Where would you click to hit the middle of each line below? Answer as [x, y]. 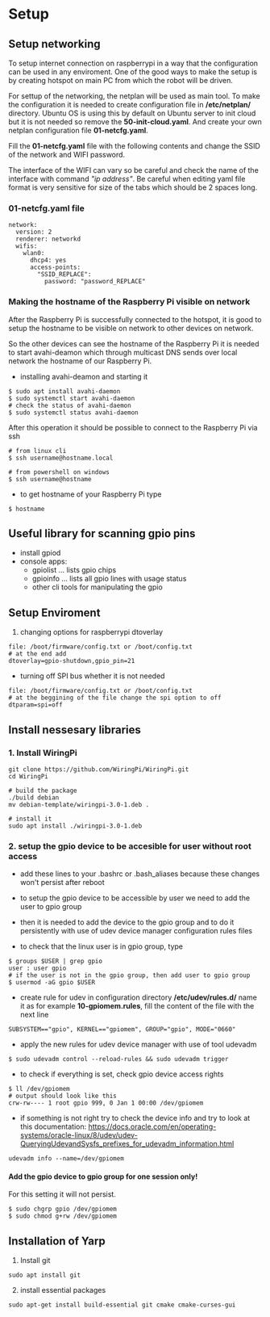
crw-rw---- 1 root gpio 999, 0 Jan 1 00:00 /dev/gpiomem [106, 1103]
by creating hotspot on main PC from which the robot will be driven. [121, 80]
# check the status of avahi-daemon [70, 405]
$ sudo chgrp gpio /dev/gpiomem [62, 1209]
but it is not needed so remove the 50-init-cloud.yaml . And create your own [135, 122]
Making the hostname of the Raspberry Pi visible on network [129, 302]
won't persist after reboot [62, 883]
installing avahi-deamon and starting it [84, 376]
